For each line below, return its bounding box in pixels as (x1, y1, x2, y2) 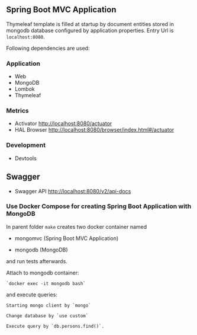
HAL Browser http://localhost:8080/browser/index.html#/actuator (14, 126, 175, 133)
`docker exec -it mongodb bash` (6, 280, 86, 286)
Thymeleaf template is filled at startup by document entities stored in (6, 20, 175, 27)
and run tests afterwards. (6, 257, 68, 264)
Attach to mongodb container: (6, 269, 79, 276)
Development (6, 141, 46, 149)
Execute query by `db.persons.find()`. (6, 323, 105, 329)
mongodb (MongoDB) (14, 246, 68, 253)
